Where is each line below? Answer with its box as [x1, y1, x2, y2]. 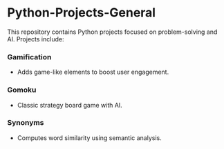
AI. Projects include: [7, 34, 64, 43]
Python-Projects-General [7, 5, 156, 21]
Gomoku [7, 85, 37, 95]
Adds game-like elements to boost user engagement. [17, 68, 169, 77]
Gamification [7, 52, 52, 61]
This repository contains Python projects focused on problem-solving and [7, 28, 218, 36]
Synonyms [7, 118, 44, 128]
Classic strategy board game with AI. [17, 101, 122, 109]
